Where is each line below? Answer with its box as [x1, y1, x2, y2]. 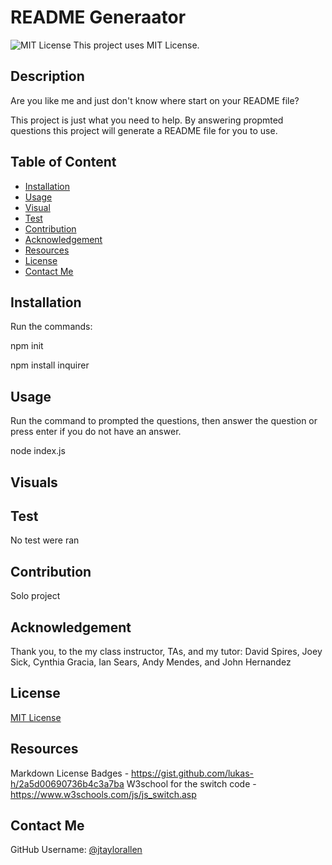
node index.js [10, 445, 66, 457]
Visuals [10, 474, 58, 491]
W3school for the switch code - [126, 777, 257, 790]
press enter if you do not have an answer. [10, 426, 182, 438]
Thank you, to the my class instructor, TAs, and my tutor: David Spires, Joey [10, 646, 323, 658]
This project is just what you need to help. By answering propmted [10, 114, 284, 126]
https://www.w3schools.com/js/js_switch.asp [10, 788, 197, 800]
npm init [10, 340, 44, 352]
